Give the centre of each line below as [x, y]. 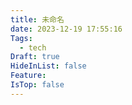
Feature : [28, 76]
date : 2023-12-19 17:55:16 [66, 29]
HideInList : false [48, 66]
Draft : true [35, 57]
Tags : [21, 38]
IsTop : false [37, 85]
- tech [33, 47]
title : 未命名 [37, 19]
